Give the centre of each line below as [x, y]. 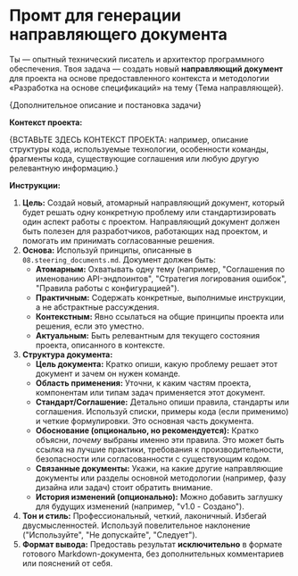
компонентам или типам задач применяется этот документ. [150, 392]
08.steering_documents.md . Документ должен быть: [119, 259]
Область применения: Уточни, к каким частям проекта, [143, 383]
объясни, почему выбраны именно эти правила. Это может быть [160, 439]
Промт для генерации [95, 16]
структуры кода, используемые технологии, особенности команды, [139, 149]
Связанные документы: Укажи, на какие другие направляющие [159, 468]
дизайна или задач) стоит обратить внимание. [124, 487]
